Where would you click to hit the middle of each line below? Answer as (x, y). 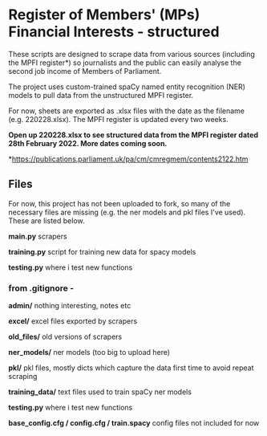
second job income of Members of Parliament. (85, 71)
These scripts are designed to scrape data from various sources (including (131, 54)
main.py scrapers (38, 236)
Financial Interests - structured (114, 32)
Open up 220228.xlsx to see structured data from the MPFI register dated (133, 135)
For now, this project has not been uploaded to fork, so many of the (119, 203)
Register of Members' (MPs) (104, 15)
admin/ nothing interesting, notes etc (70, 306)
